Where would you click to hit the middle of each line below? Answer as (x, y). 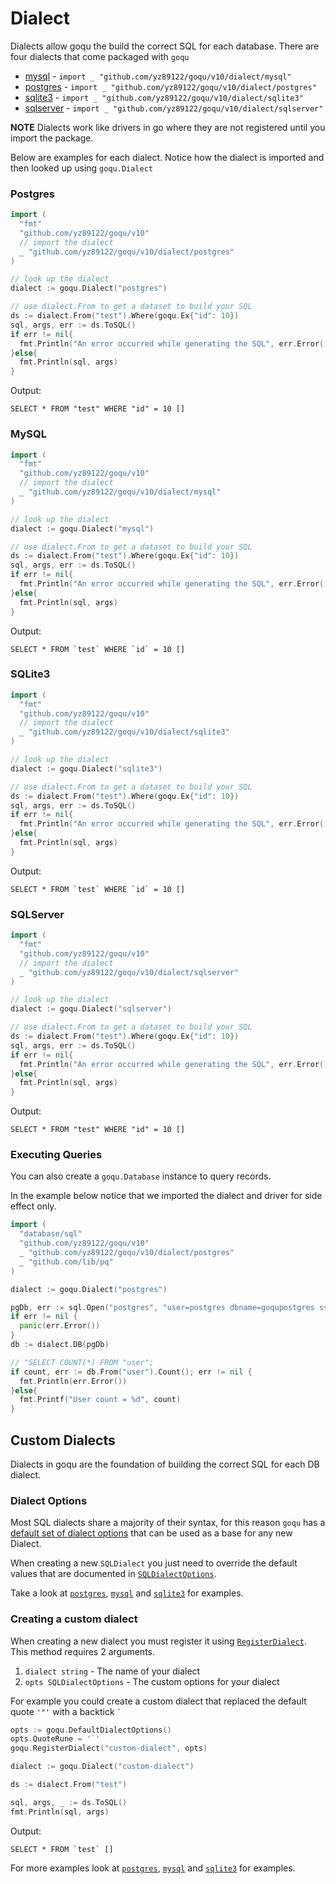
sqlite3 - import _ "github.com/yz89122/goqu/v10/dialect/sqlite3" (164, 97)
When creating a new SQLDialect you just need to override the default (154, 1563)
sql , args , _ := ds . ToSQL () (69, 1802)
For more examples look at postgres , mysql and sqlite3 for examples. (153, 1868)
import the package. (52, 138)
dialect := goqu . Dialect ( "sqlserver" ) (91, 1009)
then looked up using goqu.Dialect (81, 168)
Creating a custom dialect (74, 1619)
